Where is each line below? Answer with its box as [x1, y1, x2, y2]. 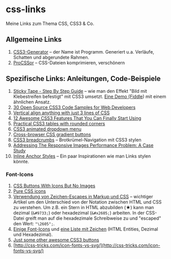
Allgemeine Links [6, 35, 62, 44]
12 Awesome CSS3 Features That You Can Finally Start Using [13, 115, 141, 121]
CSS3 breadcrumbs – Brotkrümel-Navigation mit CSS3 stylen [13, 137, 141, 143]
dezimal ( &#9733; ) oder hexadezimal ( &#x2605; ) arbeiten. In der [13, 210, 145, 216]
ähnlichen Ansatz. [13, 98, 51, 105]
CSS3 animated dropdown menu [13, 126, 82, 132]
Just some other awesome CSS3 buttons [13, 237, 99, 243]
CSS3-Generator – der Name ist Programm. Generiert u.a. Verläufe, [13, 48, 155, 55]
